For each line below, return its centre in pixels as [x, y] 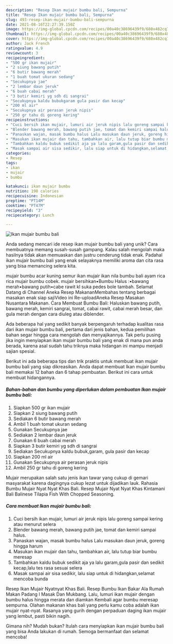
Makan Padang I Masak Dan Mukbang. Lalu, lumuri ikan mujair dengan [80, 594]
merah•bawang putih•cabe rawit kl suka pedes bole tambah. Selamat [80, 287]
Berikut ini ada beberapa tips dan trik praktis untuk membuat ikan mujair [82, 361]
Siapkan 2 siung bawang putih [45, 413]
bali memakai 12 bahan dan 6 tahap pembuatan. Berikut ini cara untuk [80, 372]
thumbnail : [17, 34]
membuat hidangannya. [31, 377]
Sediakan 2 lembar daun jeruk [45, 435]
